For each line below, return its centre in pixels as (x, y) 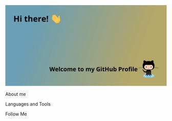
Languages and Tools (28, 104)
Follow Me (16, 114)
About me (16, 94)
